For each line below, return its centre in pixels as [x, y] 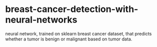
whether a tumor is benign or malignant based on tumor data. [69, 39]
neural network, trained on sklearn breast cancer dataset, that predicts [78, 33]
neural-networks [41, 20]
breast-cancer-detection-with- [72, 9]
